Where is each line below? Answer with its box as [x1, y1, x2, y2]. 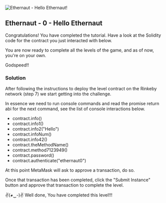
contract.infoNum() [12, 132, 52, 137]
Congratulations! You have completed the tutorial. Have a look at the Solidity [5, 32, 162, 38]
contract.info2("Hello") [12, 126, 59, 132]
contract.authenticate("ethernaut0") [12, 158, 86, 164]
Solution [5, 74, 26, 81]
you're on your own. [5, 52, 46, 58]
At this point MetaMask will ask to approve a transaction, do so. [5, 167, 135, 173]
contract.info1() [12, 121, 44, 127]
